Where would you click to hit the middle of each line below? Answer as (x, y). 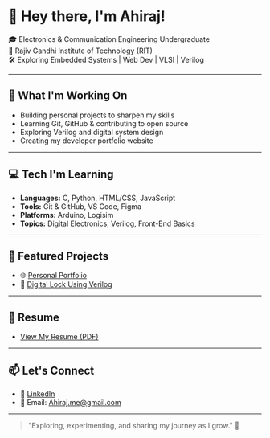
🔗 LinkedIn (37, 394)
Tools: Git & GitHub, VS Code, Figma (81, 206)
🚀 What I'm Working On (68, 96)
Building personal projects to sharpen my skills (97, 115)
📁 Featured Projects (59, 256)
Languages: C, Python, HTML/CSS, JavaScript (98, 198)
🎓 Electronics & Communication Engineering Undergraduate (109, 39)
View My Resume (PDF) (59, 337)
